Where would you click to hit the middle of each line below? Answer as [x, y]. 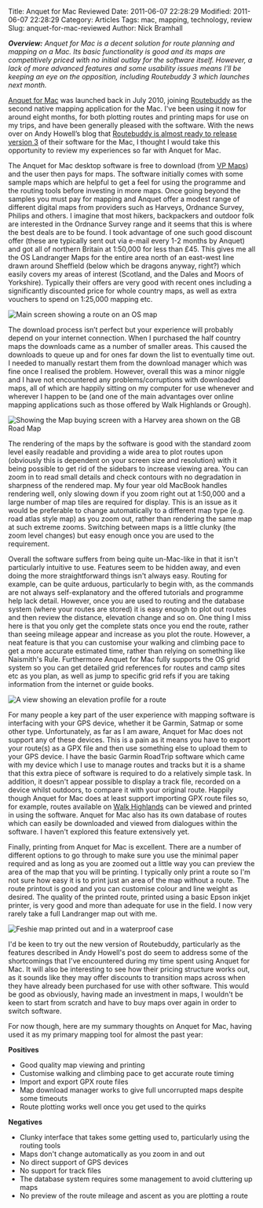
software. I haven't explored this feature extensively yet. [99, 832]
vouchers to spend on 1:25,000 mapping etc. [80, 299]
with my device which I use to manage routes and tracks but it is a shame [127, 765]
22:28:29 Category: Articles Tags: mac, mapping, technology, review [141, 20]
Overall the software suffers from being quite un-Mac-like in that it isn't [123, 559]
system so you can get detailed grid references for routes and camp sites [127, 668]
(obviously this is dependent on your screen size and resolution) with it [122, 460]
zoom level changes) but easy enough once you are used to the [111, 535]
